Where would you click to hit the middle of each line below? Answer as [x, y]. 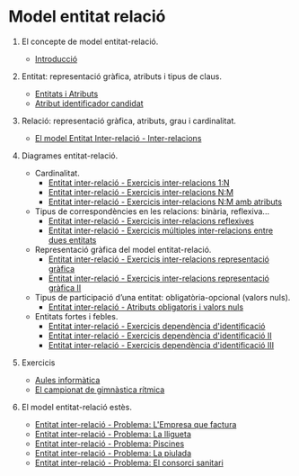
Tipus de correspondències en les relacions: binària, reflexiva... [152, 211]
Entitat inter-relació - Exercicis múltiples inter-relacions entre [161, 230]
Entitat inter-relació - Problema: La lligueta [113, 434]
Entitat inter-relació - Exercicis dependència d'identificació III [161, 345]
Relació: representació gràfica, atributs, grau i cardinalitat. [129, 121]
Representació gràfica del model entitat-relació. [123, 249]
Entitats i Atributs [66, 94]
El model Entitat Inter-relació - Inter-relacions [118, 138]
